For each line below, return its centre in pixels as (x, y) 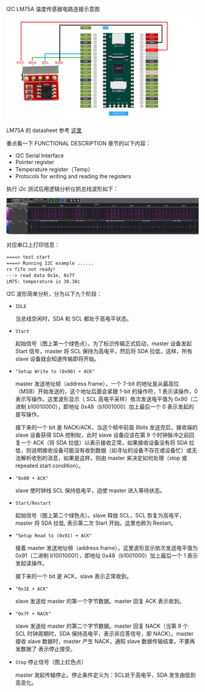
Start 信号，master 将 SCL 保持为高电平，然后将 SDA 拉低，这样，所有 (104, 352)
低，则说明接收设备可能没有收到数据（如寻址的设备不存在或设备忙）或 (103, 450)
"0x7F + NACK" (33, 614)
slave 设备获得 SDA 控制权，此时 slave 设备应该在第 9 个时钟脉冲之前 (102, 435)
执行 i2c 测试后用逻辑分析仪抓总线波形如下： (63, 189)
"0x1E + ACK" (32, 589)
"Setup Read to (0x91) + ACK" (54, 536)
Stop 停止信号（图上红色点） (51, 662)
